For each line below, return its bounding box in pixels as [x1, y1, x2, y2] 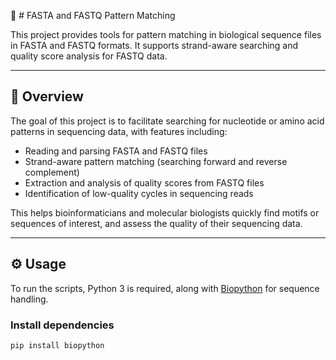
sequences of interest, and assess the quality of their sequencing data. [10, 217, 303, 229]
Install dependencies [10, 318, 115, 332]
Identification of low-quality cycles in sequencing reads [24, 187, 254, 199]
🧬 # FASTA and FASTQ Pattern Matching [10, 10, 176, 21]
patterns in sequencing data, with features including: [10, 125, 228, 137]
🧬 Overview [10, 88, 84, 105]
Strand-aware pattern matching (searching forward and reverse [24, 155, 288, 167]
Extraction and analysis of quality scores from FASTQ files [24, 176, 265, 189]
